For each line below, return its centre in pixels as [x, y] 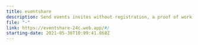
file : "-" [18, 22]
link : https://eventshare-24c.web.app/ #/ [58, 28]
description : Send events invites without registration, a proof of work [99, 17]
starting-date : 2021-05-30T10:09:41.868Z [58, 33]
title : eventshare [29, 11]
